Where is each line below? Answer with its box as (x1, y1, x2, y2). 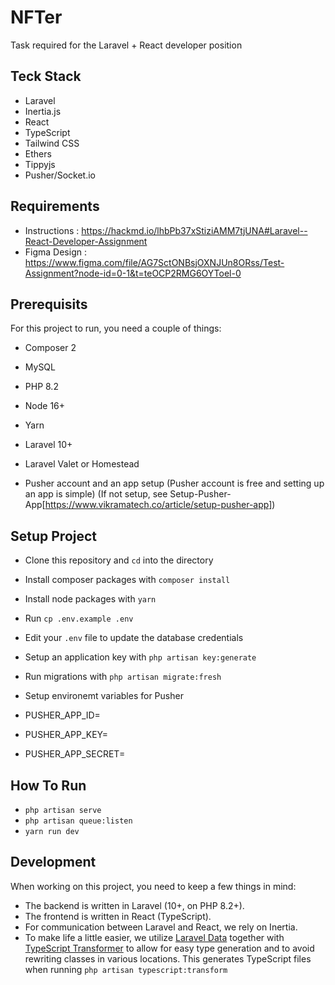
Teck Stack (10, 68, 82, 85)
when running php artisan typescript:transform (24, 963, 228, 975)
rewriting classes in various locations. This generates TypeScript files (24, 952, 312, 965)
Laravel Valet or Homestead (24, 458, 140, 470)
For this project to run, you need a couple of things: (10, 322, 222, 335)
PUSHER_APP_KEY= (24, 729, 108, 741)
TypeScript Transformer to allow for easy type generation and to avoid (24, 942, 315, 954)
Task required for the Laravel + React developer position (10, 39, 243, 51)
